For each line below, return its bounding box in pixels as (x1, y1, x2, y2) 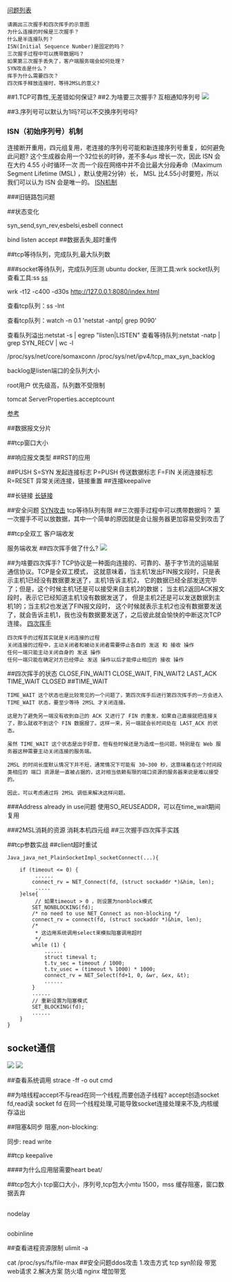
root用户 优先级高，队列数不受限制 (7, 381, 106, 389)
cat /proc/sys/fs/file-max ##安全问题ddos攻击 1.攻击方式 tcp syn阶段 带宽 (7, 1258, 217, 1267)
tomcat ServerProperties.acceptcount (7, 395, 115, 403)
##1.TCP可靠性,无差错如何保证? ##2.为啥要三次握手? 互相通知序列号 (7, 93, 201, 101)
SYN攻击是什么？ (7, 65, 48, 72)
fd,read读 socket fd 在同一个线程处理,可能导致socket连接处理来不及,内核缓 (7, 1099, 220, 1108)
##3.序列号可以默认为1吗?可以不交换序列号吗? (7, 108, 138, 115)
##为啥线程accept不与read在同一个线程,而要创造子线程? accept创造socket (7, 1091, 220, 1099)
